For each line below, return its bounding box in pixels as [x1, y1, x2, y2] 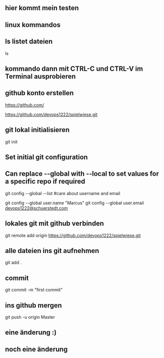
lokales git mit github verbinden [5, 220, 104, 228]
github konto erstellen [5, 89, 74, 97]
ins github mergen [5, 301, 62, 309]
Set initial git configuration [5, 153, 88, 161]
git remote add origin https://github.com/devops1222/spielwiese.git [5, 232, 141, 238]
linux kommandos [5, 21, 61, 29]
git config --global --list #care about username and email [5, 190, 121, 196]
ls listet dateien [5, 37, 53, 46]
